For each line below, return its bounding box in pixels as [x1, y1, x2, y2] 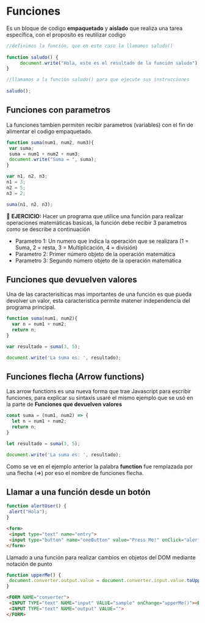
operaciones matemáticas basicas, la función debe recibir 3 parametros [6, 219, 187, 226]
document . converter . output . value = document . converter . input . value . [9, 578, 187, 584]
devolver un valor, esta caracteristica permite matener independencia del [6, 297, 190, 304]
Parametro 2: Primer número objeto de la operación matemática [15, 250, 176, 257]
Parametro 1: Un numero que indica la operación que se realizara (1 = [15, 237, 189, 245]
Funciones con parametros [6, 105, 111, 116]
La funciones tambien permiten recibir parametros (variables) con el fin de [6, 121, 193, 128]
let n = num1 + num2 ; [12, 418, 67, 424]
